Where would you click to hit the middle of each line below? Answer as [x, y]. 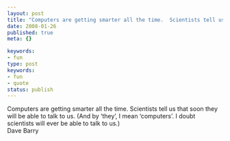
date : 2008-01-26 [32, 26]
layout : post [26, 13]
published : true [30, 33]
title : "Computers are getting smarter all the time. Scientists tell [111, 20]
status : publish [30, 90]
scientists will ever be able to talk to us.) [64, 123]
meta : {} [20, 39]
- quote [18, 83]
